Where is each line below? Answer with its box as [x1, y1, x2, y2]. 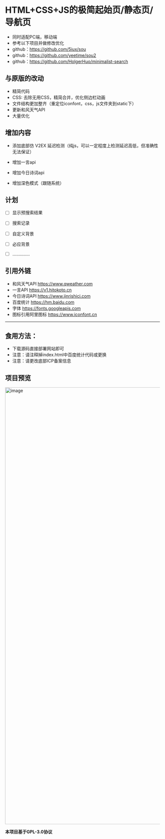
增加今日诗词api [12, 169, 45, 175]
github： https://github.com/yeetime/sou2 [12, 52, 97, 58]
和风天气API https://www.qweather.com [12, 280, 93, 286]
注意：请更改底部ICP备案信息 [12, 358, 71, 364]
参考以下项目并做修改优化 [12, 40, 64, 46]
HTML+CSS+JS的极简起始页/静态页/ [5, 4, 154, 16]
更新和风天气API [12, 107, 46, 112]
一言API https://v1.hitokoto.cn [12, 287, 72, 293]
